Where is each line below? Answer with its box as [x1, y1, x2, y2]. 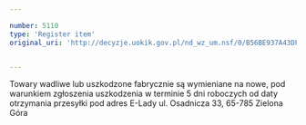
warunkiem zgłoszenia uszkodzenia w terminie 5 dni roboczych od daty [9, 88, 279, 100]
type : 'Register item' [9, 29, 96, 39]
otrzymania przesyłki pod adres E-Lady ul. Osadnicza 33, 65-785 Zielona [9, 98, 284, 109]
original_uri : [9, 38, 64, 47]
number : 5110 [9, 21, 59, 30]
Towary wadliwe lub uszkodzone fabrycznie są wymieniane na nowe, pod [9, 79, 286, 90]
